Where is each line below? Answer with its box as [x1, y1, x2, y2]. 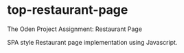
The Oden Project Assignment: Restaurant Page [7, 25, 143, 33]
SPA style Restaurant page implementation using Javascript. [7, 38, 178, 46]
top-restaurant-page [7, 2, 128, 18]
